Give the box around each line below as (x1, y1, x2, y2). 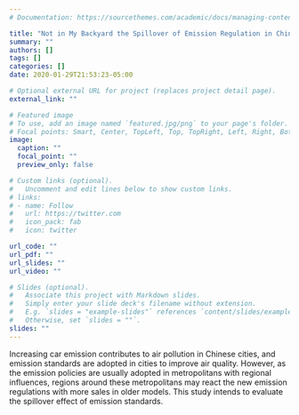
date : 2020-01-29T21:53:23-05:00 (9, 70, 133, 80)
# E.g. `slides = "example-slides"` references (9, 307, 198, 316)
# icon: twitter (9, 226, 77, 235)
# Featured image (9, 110, 74, 120)
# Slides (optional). (9, 283, 90, 291)
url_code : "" (9, 242, 58, 251)
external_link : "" (9, 94, 77, 103)
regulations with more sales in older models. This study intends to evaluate (9, 386, 283, 396)
